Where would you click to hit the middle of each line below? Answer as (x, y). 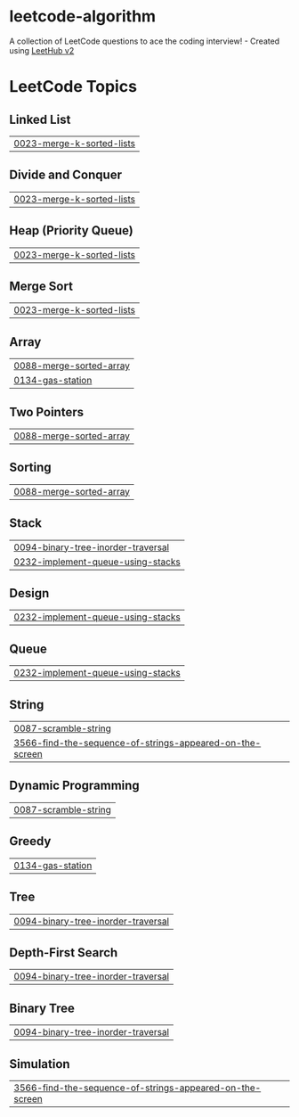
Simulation (40, 1064)
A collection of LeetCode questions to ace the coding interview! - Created (145, 41)
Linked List (40, 119)
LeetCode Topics (73, 87)
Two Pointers (47, 412)
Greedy (30, 841)
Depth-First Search (64, 953)
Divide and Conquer (66, 175)
